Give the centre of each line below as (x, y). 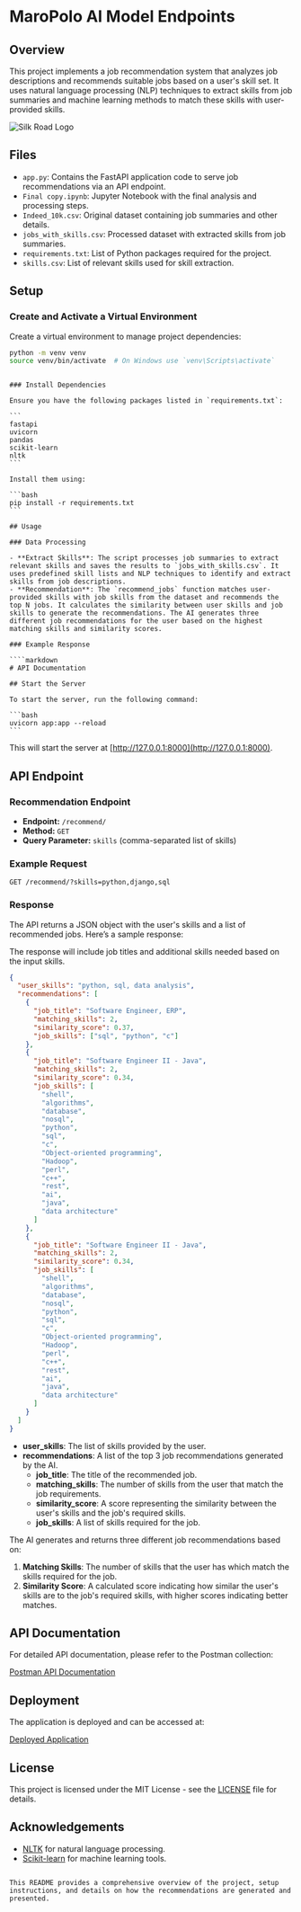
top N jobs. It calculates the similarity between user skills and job (146, 605)
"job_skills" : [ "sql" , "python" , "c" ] (106, 1036)
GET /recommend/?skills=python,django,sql (90, 883)
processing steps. (55, 205)
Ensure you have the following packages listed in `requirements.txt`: (146, 401)
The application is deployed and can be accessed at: (107, 1722)
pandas (22, 440)
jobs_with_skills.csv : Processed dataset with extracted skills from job (154, 234)
